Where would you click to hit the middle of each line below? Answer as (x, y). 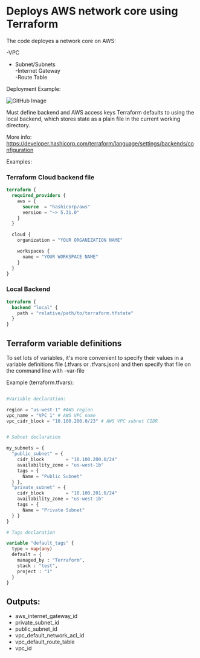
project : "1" (35, 571)
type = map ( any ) (32, 549)
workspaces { (34, 251)
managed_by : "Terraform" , (51, 560)
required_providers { (39, 196)
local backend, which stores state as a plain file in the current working (93, 119)
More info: (19, 137)
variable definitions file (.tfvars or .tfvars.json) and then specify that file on (99, 364)
